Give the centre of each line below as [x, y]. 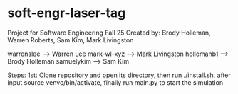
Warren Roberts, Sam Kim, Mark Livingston [71, 40]
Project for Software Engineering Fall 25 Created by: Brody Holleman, [109, 33]
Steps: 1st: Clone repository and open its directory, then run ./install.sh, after [119, 75]
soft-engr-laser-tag [67, 13]
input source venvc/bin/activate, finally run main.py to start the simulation [115, 82]
